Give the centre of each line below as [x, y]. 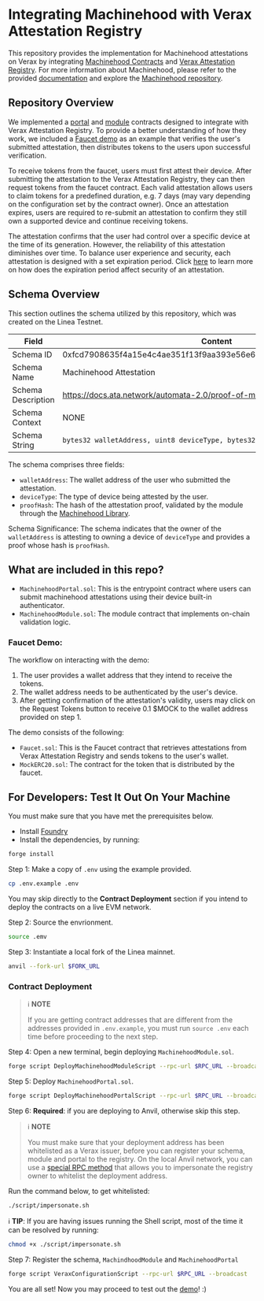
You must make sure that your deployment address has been [126, 1143]
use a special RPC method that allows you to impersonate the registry [140, 1168]
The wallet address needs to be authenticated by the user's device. [128, 691]
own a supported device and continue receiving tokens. [98, 221]
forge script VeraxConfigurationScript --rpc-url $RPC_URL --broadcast [128, 1273]
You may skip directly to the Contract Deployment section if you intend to [128, 899]
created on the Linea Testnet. [56, 321]
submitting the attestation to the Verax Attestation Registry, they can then [126, 179]
